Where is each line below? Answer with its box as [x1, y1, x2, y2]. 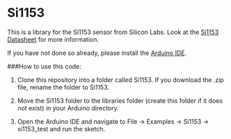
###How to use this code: [7, 62, 81, 70]
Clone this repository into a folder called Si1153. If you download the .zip [17, 75, 224, 84]
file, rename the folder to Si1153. [17, 83, 110, 91]
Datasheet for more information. [7, 35, 99, 43]
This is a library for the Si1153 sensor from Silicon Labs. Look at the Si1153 [7, 28, 219, 36]
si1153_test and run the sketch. [17, 124, 106, 133]
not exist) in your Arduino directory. [17, 104, 120, 112]
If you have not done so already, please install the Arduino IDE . [7, 49, 186, 57]
